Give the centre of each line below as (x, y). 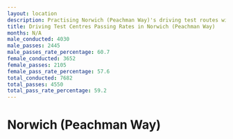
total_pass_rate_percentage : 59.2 (57, 91)
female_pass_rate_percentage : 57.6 (59, 71)
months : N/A (24, 33)
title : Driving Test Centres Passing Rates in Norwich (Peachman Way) (111, 26)
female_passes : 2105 (37, 65)
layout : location (32, 13)
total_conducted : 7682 (40, 78)
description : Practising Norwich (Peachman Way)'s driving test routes (113, 20)
